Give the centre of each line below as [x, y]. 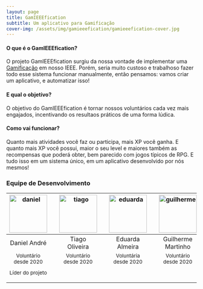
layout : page [23, 12]
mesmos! [18, 167]
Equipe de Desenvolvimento [48, 183]
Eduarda [128, 239]
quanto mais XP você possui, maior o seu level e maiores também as [92, 148]
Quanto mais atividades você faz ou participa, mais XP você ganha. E [93, 141]
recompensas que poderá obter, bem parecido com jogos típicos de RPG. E [100, 154]
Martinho [178, 247]
